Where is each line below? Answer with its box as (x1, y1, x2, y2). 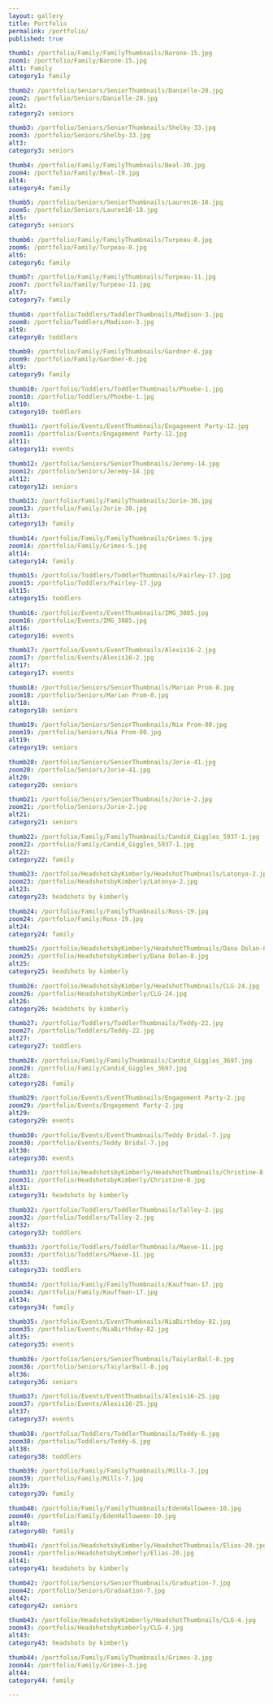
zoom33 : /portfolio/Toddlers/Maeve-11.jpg (8, 1251, 154, 1259)
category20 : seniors (8, 781, 79, 789)
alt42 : (8, 1594, 31, 1602)
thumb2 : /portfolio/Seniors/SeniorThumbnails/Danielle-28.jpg (8, 86, 223, 94)
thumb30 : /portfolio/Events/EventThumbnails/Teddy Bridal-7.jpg (8, 1131, 231, 1140)
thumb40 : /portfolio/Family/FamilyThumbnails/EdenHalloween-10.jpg (8, 1504, 242, 1512)
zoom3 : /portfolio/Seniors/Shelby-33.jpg (8, 132, 151, 140)
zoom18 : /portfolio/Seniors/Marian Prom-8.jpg (8, 691, 169, 699)
